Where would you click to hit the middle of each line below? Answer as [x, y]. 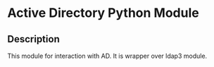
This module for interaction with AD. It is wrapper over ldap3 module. [107, 56]
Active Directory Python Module [103, 13]
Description [33, 39]
